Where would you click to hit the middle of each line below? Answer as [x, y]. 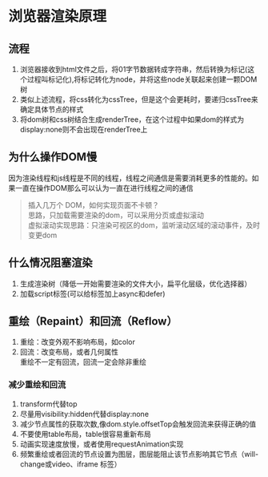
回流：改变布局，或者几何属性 [69, 352]
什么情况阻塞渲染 [50, 263]
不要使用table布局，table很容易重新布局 [86, 434]
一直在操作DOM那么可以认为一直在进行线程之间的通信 [104, 188]
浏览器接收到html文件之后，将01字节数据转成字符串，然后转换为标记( [134, 69]
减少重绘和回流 [37, 385]
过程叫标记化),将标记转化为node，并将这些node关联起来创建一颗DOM [142, 79]
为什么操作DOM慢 [53, 157]
